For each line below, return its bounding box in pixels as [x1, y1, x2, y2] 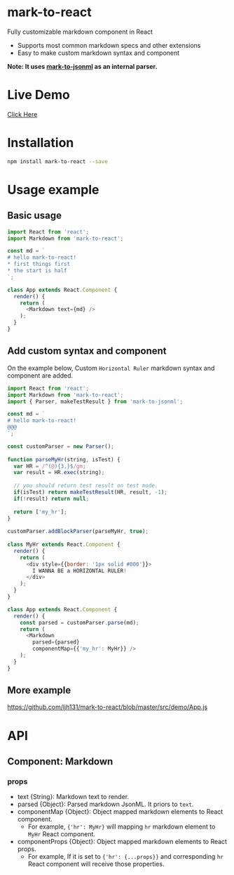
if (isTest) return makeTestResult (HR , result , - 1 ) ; [13, 489, 168, 496]
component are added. [7, 371, 74, 380]
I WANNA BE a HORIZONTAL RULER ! [32, 567, 128, 574]
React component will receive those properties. [27, 860, 165, 869]
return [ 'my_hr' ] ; [13, 508, 68, 516]
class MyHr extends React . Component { [7, 541, 121, 548]
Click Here [7, 110, 38, 118]
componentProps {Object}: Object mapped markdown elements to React [17, 838, 228, 846]
